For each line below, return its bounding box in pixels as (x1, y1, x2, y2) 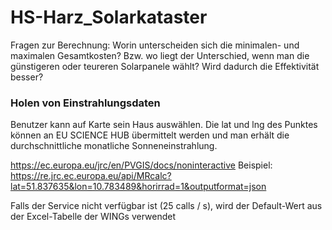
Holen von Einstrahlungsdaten (10, 96, 161, 110)
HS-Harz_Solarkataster (10, 6, 208, 29)
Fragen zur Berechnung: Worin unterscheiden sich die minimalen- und (10, 39, 300, 51)
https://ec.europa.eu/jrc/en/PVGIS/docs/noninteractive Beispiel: (10, 159, 273, 171)
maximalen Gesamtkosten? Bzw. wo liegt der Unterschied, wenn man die (10, 49, 310, 61)
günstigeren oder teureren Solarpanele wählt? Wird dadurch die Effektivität (10, 60, 320, 72)
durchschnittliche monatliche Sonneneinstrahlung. (10, 140, 218, 152)
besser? (10, 71, 44, 83)
